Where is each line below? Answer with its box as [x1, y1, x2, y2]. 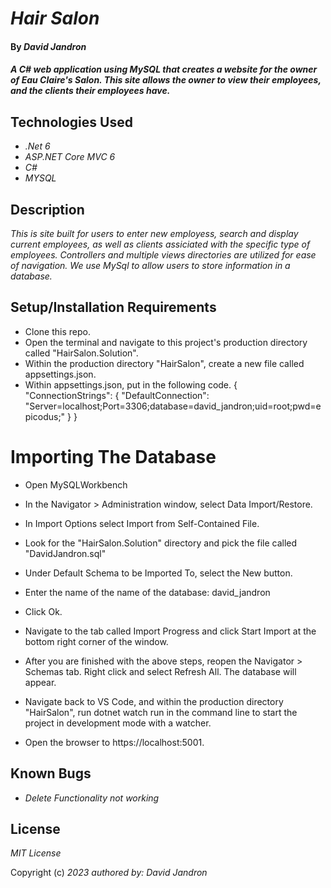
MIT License [10, 847, 62, 859]
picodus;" [24, 410, 66, 422]
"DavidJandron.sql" [24, 547, 107, 559]
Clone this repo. [24, 325, 91, 337]
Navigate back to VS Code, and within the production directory [24, 695, 284, 707]
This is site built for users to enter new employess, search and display [10, 228, 299, 239]
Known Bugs [10, 765, 92, 782]
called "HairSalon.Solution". [24, 347, 139, 359]
